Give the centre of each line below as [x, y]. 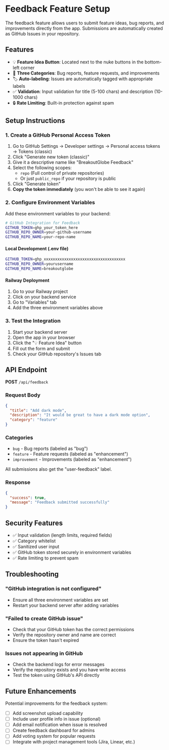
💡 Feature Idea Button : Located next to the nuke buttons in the [78, 62]
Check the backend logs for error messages [58, 664]
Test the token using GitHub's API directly [56, 675]
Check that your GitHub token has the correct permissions [73, 629]
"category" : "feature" [34, 420]
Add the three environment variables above [58, 308]
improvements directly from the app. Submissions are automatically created [84, 28]
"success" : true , [28, 498]
